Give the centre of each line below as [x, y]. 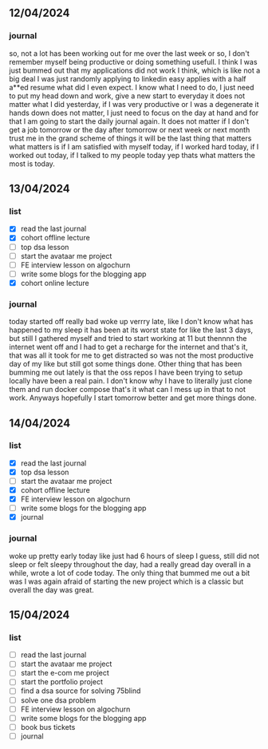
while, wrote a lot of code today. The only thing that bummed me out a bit [130, 573]
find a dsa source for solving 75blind [81, 691]
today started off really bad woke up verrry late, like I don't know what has [131, 322]
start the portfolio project [61, 682]
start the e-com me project [65, 673]
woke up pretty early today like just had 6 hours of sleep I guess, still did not [134, 556]
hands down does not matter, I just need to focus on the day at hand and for [134, 113]
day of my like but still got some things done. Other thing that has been [126, 364]
